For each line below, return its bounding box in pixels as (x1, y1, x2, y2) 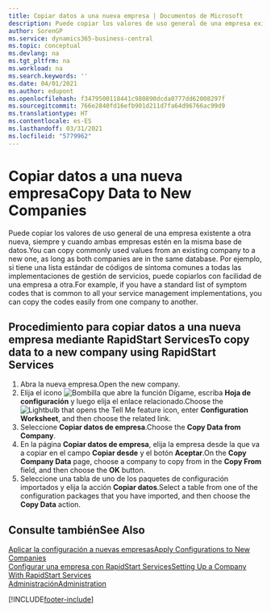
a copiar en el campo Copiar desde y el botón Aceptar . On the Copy (19, 448, 247, 458)
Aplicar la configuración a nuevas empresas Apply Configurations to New (8, 545, 250, 555)
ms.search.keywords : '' (8, 72, 89, 80)
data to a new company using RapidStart (8, 345, 216, 359)
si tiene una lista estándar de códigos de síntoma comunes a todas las (8, 262, 242, 272)
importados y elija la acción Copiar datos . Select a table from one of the (19, 483, 258, 492)
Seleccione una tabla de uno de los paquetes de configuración (19, 474, 229, 483)
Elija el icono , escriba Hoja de (19, 388, 252, 398)
